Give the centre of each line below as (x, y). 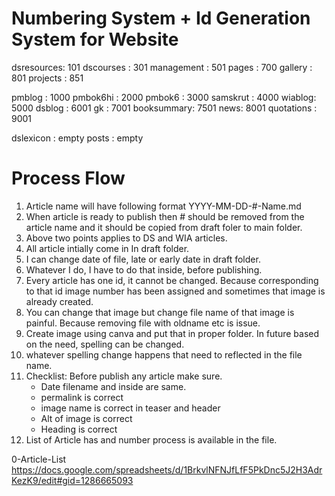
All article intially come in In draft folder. (107, 248)
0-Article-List (39, 459)
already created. (59, 301)
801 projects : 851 (47, 78)
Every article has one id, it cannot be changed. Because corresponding (172, 280)
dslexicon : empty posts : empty (77, 138)
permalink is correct (82, 397)
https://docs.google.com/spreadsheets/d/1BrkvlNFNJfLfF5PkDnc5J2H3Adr (167, 469)
